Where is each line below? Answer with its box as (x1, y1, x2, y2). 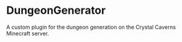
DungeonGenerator (6, 4, 106, 17)
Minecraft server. (6, 29, 50, 37)
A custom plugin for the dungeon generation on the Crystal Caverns (6, 23, 176, 31)
